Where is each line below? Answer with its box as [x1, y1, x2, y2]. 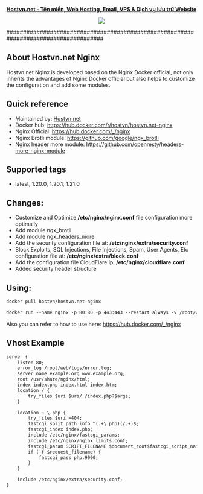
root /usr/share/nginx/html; [17, 376, 91, 382]
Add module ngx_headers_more [14, 233, 95, 241]
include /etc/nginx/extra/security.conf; [17, 477, 123, 483]
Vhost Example [6, 338, 65, 348]
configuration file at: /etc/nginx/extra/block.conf [14, 252, 139, 259]
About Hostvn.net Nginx [6, 52, 100, 63]
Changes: [6, 198, 44, 208]
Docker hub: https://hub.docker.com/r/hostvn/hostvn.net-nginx [14, 121, 173, 128]
